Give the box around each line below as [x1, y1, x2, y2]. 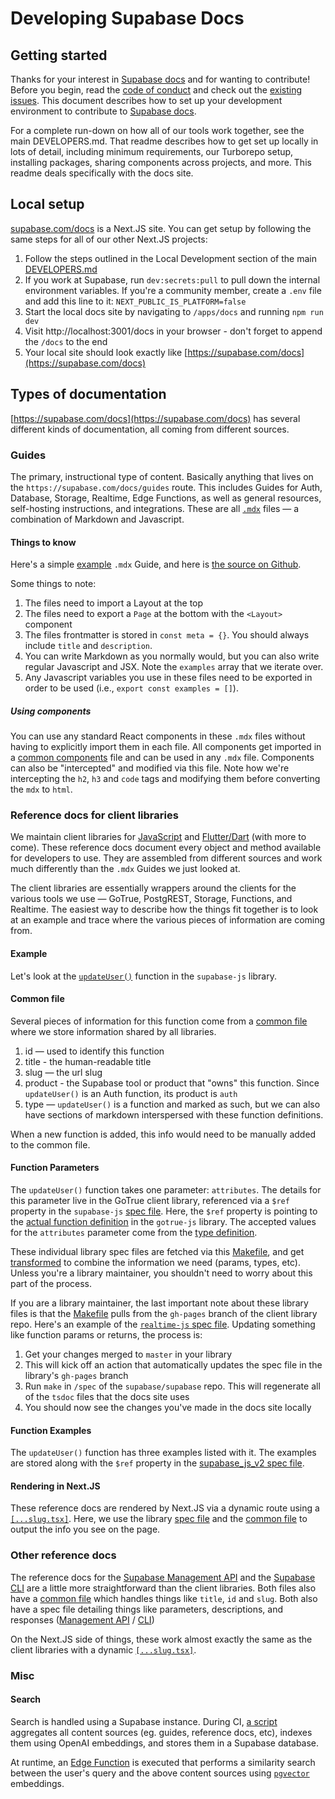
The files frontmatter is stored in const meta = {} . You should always [24, 629, 310, 641]
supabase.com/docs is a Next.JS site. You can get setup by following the [10, 222, 312, 234]
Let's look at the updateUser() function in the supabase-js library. [10, 970, 277, 982]
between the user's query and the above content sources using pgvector [10, 1767, 310, 1779]
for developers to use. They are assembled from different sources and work [10, 852, 323, 864]
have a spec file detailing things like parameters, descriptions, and [10, 1603, 284, 1615]
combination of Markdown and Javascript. [10, 513, 185, 525]
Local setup [10, 196, 85, 213]
